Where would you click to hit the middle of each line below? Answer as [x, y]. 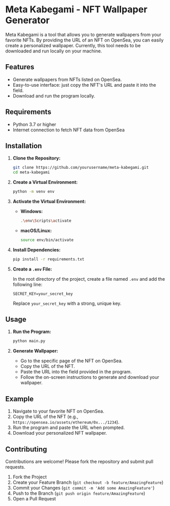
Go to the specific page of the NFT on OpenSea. [72, 361]
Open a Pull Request [34, 498]
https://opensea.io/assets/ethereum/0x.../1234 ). [66, 422]
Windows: [32, 211]
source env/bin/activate [47, 240]
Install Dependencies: [36, 249]
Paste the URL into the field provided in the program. [76, 372]
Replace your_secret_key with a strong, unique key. [67, 303]
